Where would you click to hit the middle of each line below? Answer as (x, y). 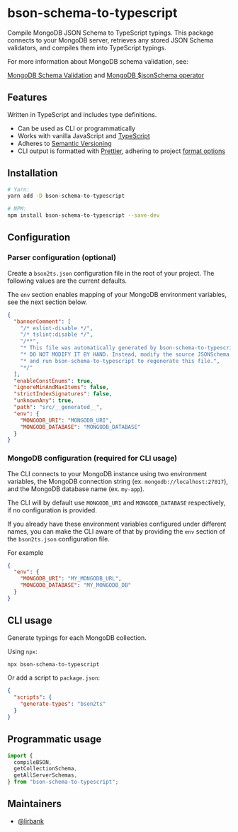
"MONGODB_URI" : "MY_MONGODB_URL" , (71, 579)
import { (20, 755)
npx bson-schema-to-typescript (53, 664)
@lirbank (31, 821)
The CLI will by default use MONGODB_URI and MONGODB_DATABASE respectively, (117, 502)
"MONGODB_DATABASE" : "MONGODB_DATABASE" (80, 427)
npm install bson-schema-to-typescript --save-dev (84, 215)
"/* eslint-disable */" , (57, 328)
